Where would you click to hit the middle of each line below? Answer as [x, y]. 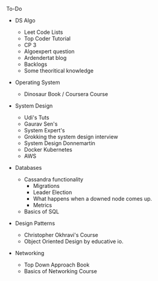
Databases [28, 168]
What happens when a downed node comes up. [93, 199]
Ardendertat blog [45, 58]
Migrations [46, 186]
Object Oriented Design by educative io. [74, 241]
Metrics [43, 205]
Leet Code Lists [43, 32]
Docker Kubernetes [48, 150]
